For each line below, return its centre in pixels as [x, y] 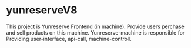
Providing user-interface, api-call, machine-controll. [69, 39]
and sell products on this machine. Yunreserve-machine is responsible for [95, 32]
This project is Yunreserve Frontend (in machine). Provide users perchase [95, 26]
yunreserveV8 [42, 10]
